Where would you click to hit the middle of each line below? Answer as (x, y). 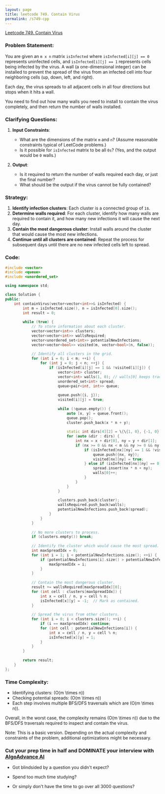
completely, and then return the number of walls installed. (63, 107)
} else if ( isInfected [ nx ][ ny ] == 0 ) (123, 464)
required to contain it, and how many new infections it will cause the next (86, 219)
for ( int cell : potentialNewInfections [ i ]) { (89, 628)
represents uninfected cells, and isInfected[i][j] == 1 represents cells (78, 61)
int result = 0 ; (39, 313)
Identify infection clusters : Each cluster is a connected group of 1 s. (81, 208)
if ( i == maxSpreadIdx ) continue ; (75, 624)
